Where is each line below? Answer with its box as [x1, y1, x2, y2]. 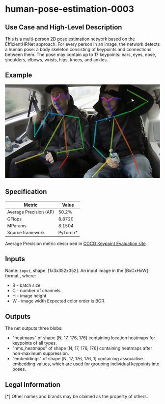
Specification [5, 188, 47, 196]
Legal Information [5, 380, 60, 389]
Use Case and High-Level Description [5, 23, 122, 31]
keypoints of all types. [12, 340, 57, 346]
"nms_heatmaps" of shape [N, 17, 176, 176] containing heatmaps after [12, 345, 153, 351]
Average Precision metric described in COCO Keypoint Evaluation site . [5, 241, 147, 246]
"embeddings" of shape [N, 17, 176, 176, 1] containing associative [12, 356, 143, 362]
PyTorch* [58, 230, 78, 236]
